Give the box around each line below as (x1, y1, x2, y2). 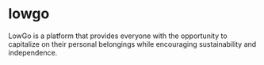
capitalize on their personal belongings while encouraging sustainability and (8, 39, 257, 48)
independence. (8, 48, 58, 57)
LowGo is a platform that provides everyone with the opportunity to (8, 31, 228, 40)
